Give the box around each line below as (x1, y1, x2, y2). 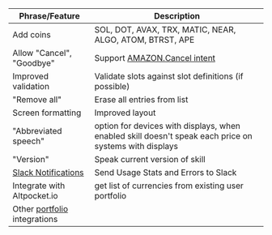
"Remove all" (12, 94, 62, 105)
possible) (94, 81, 130, 92)
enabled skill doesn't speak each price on (94, 130, 253, 141)
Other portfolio (12, 203, 69, 214)
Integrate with (12, 180, 66, 191)
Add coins (12, 29, 51, 40)
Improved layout (94, 107, 156, 118)
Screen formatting (12, 107, 82, 118)
